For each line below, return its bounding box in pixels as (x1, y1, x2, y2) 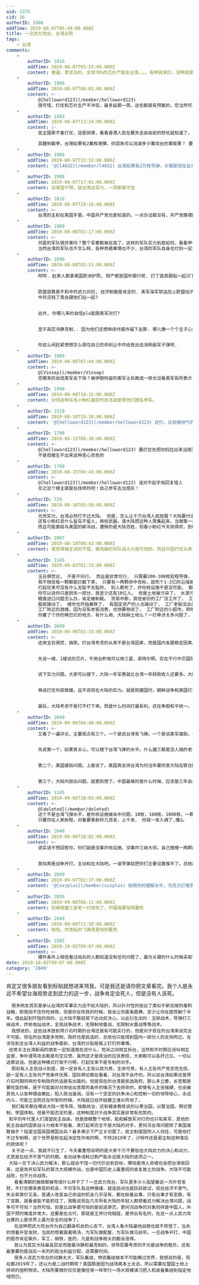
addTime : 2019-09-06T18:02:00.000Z (27, 834, 115, 840)
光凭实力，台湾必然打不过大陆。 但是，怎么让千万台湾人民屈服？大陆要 (37, 513, 187, 519)
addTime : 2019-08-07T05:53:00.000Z (27, 63, 115, 70)
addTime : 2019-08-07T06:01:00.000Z (27, 86, 115, 92)
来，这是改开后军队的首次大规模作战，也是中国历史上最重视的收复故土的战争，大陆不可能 (6, 1166, 191, 1172)
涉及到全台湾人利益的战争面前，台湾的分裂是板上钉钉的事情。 (6, 1040, 134, 1047)
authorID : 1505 (27, 938, 65, 943)
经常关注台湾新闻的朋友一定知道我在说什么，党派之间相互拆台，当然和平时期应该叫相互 (8, 1047, 190, 1053)
